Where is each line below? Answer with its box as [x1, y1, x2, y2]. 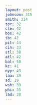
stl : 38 [5, 49, 21, 55]
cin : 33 [5, 45, 21, 50]
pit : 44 [5, 40, 21, 45]
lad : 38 [5, 92, 21, 97]
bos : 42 [5, 31, 21, 36]
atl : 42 [5, 54, 21, 60]
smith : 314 [5, 17, 28, 22]
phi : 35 [5, 87, 21, 92]
